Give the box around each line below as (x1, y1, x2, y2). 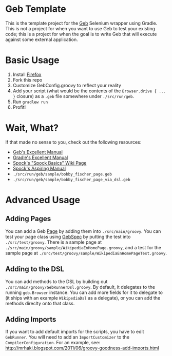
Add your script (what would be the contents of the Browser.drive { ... (12, 88, 166, 94)
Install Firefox (12, 71, 42, 77)
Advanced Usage (5, 194, 81, 206)
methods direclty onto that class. (5, 300, 75, 306)
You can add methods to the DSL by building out (5, 278, 108, 285)
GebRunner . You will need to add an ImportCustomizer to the (5, 334, 130, 340)
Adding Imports (5, 315, 56, 324)
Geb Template (5, 3, 66, 15)
